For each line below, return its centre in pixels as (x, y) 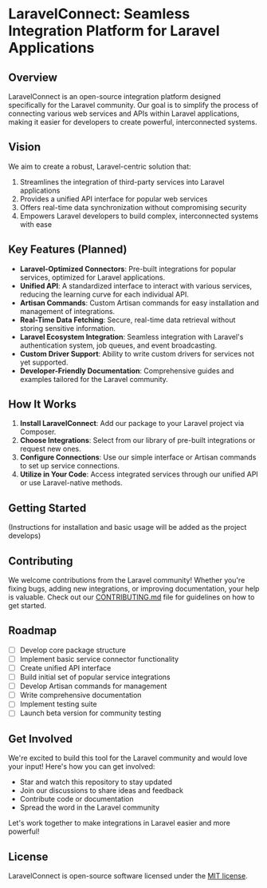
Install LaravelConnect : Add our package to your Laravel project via (132, 424)
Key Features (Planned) (68, 250)
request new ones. (50, 449)
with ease (36, 224)
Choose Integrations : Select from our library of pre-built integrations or (137, 440)
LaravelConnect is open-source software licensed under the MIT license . (128, 876)
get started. (27, 606)
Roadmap (33, 631)
